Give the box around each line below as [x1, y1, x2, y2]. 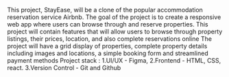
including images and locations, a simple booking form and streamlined [7, 49, 208, 57]
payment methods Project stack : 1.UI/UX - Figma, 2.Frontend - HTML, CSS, [7, 57, 221, 64]
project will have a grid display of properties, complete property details [7, 42, 208, 50]
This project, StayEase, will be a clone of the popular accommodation [7, 6, 204, 14]
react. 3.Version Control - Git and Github [7, 64, 121, 72]
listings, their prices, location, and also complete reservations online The [7, 35, 213, 43]
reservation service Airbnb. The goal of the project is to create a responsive [7, 13, 221, 21]
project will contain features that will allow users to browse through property [7, 27, 223, 35]
